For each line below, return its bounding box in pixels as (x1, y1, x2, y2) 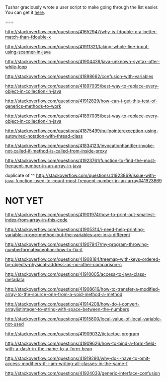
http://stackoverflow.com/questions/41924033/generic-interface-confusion (5, 370, 160, 376)
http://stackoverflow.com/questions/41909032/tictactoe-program (5, 330, 139, 337)
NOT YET (5, 195, 44, 207)
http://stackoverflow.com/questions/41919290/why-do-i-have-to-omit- (5, 355, 151, 361)
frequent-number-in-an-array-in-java (5, 163, 82, 168)
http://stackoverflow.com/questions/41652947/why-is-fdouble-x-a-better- (5, 29, 158, 34)
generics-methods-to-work (5, 103, 61, 109)
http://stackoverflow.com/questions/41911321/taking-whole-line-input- (5, 44, 150, 49)
